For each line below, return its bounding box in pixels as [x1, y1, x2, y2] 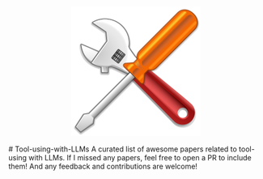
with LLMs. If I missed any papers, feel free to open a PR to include [28, 153, 252, 162]
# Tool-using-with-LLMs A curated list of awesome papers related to [8, 144, 237, 154]
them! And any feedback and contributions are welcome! [8, 161, 198, 171]
